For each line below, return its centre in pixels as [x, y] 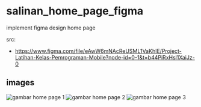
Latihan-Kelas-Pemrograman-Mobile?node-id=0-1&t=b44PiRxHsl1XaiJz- [105, 57]
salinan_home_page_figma [75, 11]
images [20, 83]
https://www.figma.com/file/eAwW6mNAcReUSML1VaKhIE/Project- [98, 51]
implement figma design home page [51, 28]
